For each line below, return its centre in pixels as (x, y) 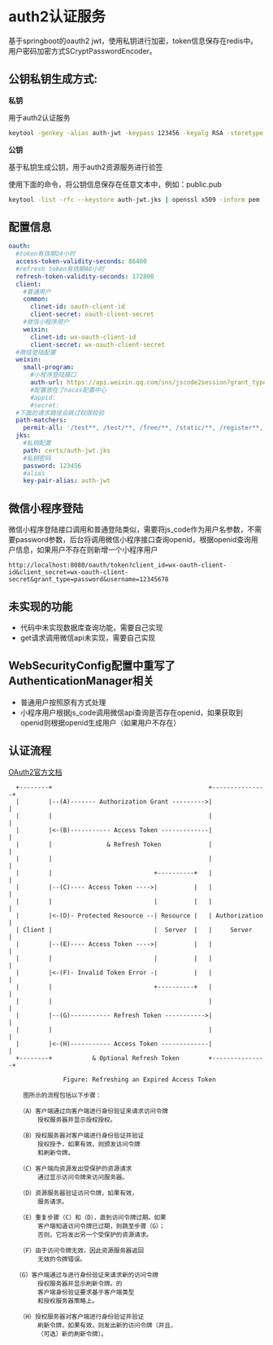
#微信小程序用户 (46, 322)
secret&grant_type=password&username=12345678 (89, 580)
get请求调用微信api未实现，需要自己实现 (88, 637)
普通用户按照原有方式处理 (63, 702)
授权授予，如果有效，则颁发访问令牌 (89, 1144)
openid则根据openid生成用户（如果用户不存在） (100, 722)
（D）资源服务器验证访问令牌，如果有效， (78, 1193)
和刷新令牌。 (56, 1153)
